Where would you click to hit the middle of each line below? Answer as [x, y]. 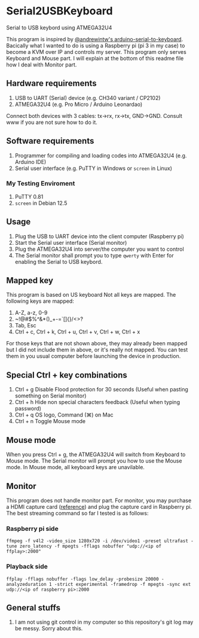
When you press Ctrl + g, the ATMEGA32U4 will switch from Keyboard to [96, 455]
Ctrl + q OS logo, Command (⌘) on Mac [64, 415]
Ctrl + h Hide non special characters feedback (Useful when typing [97, 402]
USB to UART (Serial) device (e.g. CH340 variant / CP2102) [88, 98]
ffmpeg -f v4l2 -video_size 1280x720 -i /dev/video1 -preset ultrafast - [100, 541]
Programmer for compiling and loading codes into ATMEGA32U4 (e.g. [101, 155]
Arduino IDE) [30, 162]
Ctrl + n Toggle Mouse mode [50, 421]
